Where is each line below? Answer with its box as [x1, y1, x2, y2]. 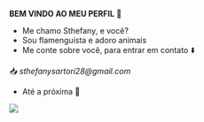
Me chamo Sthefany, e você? [21, 26, 129, 35]
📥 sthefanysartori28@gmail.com [9, 66, 131, 76]
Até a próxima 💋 [21, 87, 81, 96]
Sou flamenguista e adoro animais [21, 35, 147, 45]
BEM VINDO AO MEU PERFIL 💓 [9, 9, 122, 19]
